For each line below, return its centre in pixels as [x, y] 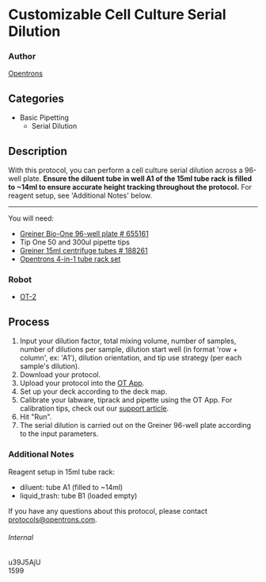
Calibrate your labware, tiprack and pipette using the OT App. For [126, 400]
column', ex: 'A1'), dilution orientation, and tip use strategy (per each [131, 358]
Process [29, 322]
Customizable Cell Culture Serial [117, 15]
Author [22, 56]
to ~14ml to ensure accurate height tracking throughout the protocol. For [130, 187]
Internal [21, 538]
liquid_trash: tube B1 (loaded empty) [78, 495]
